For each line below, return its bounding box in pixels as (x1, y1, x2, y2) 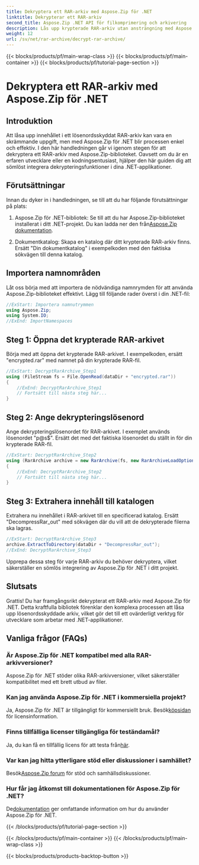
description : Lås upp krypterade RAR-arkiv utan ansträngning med (6, 25, 174, 31)
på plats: (6, 203, 28, 210)
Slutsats (6, 582, 37, 592)
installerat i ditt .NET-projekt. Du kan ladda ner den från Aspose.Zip (14, 220, 178, 228)
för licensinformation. (6, 713, 59, 720)
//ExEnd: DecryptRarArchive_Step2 (17, 469, 102, 475)
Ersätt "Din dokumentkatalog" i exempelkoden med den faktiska (14, 244, 171, 251)
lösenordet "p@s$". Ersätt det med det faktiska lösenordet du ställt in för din (6, 434, 192, 441)
